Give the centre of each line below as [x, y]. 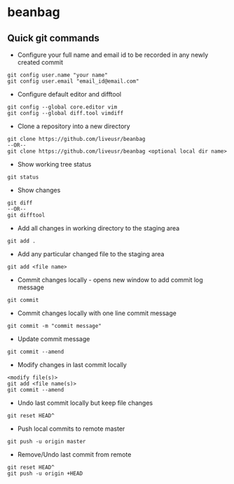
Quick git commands [54, 38]
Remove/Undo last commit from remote [74, 455]
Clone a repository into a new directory [74, 126]
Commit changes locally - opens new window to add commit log [110, 280]
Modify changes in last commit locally [72, 365]
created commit [40, 62]
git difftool [26, 215]
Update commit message [54, 339]
